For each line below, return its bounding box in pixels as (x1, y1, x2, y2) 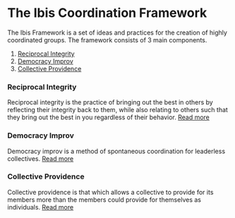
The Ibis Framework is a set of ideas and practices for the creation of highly (7, 28, 228, 37)
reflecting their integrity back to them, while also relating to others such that (7, 106, 228, 114)
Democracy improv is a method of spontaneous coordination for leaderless (7, 147, 226, 155)
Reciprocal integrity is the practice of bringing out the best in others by (7, 98, 213, 107)
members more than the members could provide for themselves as (7, 195, 201, 204)
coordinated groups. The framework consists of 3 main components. (7, 35, 207, 44)
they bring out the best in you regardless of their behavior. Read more (7, 113, 210, 121)
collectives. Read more (7, 154, 74, 163)
